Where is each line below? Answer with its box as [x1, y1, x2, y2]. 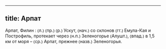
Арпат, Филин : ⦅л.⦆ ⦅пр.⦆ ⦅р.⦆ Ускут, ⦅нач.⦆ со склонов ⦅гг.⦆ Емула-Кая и [5, 27, 151, 33]
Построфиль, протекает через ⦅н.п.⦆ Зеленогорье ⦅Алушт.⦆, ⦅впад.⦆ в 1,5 [5, 33, 155, 39]
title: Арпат [5, 14, 41, 23]
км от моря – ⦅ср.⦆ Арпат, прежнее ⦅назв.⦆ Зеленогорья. [5, 38, 123, 44]
